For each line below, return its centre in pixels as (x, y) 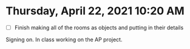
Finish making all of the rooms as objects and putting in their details (99, 27)
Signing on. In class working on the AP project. (64, 39)
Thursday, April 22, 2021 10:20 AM (95, 11)
